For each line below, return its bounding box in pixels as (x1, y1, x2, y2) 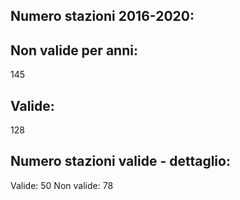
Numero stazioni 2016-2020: (10, 8, 195, 25)
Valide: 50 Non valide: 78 (10, 179, 114, 191)
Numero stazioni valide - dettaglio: (10, 153, 231, 170)
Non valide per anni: (10, 42, 138, 59)
